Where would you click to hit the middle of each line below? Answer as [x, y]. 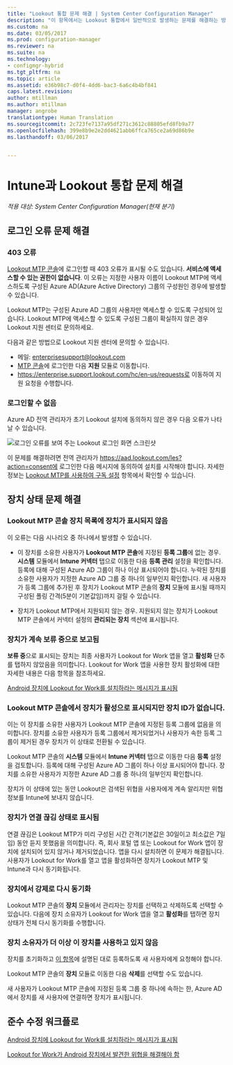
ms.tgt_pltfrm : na [34, 72]
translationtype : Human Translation [60, 117]
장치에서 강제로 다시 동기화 [49, 888]
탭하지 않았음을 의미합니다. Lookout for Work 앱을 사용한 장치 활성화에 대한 [117, 664]
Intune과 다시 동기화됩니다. [44, 869]
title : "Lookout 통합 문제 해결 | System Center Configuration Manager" [110, 14]
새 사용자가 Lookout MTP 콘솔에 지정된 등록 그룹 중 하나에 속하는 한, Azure [110, 989]
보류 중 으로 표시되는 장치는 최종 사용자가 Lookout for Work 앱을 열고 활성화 [110, 656]
